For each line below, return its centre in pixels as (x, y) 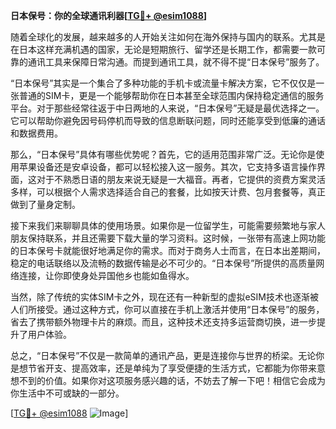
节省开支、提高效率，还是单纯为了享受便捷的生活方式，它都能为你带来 (172, 368)
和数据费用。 (36, 133)
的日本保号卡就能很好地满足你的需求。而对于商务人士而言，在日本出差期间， (168, 250)
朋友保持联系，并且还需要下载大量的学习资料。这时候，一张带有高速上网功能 (168, 238)
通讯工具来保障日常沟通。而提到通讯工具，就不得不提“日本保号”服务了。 (176, 62)
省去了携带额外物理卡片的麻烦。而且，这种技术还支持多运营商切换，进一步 (163, 322)
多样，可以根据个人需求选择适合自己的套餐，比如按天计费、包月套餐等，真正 (168, 192)
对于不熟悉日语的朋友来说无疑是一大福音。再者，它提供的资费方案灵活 (181, 179)
